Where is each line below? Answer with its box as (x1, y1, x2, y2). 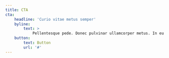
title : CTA (5, 7, 28, 13)
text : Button (23, 40, 51, 45)
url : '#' (23, 45, 42, 50)
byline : (14, 21, 30, 27)
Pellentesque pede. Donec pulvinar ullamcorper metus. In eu (32, 31, 164, 36)
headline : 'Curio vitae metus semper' (14, 17, 96, 22)
